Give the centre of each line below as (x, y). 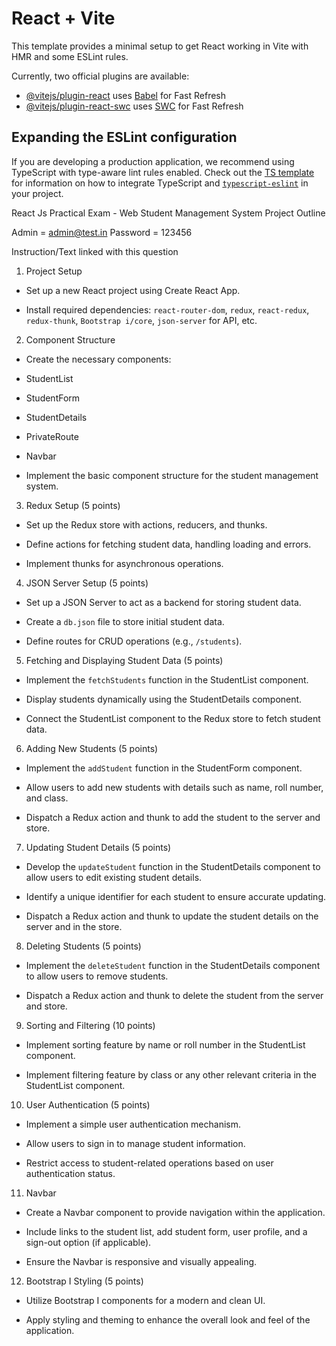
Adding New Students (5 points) (92, 748)
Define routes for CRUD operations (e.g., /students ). (134, 641)
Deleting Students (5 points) (83, 946)
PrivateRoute (52, 436)
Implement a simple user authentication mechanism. (133, 1124)
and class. (47, 798)
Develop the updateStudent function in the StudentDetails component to (173, 866)
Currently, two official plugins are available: (100, 76)
